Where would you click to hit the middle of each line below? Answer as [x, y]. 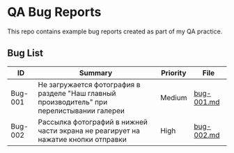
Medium [173, 97]
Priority [174, 72]
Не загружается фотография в [89, 84]
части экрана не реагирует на [89, 131]
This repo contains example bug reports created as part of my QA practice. [115, 31]
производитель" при [73, 102]
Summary [96, 72]
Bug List [25, 53]
